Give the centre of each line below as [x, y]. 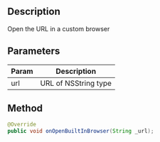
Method [25, 108]
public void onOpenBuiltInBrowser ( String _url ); [81, 131]
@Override [22, 125]
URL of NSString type [76, 83]
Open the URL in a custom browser [59, 28]
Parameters [34, 51]
